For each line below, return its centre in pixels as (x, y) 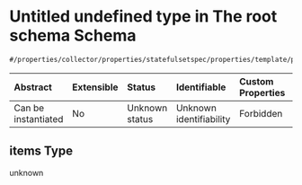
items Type (41, 151)
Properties (262, 92)
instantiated (39, 119)
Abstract (33, 87)
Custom (257, 81)
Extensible (95, 87)
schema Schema (73, 35)
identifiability (203, 119)
